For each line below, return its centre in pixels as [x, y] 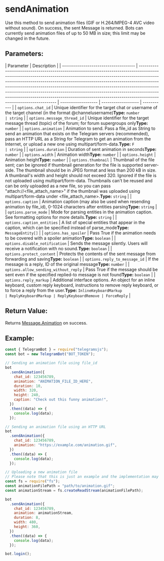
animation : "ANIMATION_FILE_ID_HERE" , [53, 381]
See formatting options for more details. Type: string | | [61, 217]
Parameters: [24, 54]
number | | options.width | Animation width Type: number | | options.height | [80, 154]
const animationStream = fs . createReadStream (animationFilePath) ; [74, 490]
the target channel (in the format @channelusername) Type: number [72, 113]
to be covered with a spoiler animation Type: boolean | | [60, 238]
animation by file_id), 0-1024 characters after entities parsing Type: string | [81, 207]
